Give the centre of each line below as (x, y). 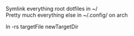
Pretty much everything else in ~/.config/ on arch (67, 15)
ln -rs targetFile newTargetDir (42, 27)
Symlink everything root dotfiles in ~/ (52, 9)
